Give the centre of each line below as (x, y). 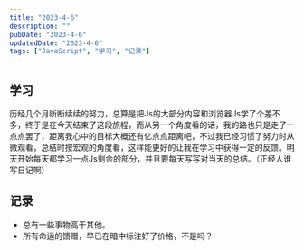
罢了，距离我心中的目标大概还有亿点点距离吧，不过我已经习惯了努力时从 (160, 135)
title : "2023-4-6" (44, 18)
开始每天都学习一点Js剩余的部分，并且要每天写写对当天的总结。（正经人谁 (154, 158)
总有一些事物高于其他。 (66, 224)
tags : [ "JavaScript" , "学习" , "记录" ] (80, 51)
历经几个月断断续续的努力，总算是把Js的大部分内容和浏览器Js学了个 (137, 113)
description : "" (40, 26)
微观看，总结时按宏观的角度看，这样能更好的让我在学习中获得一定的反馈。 (148, 147)
